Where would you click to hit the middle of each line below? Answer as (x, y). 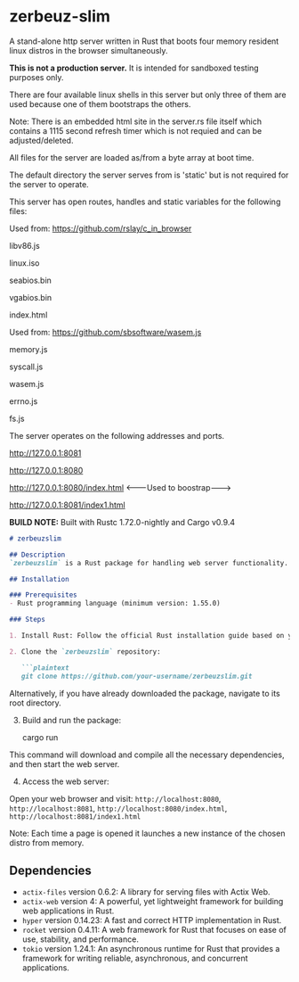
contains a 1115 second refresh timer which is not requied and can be (136, 130)
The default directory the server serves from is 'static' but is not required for (149, 175)
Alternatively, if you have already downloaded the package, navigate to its (145, 693)
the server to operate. (49, 184)
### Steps (28, 620)
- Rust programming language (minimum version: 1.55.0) (115, 604)
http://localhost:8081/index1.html (75, 817)
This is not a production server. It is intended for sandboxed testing (134, 68)
